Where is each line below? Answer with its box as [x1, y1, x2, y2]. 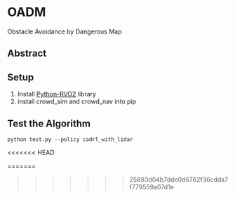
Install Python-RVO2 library [17, 90, 97, 98]
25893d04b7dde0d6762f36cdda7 [129, 175, 229, 184]
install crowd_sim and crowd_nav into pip [17, 97, 137, 105]
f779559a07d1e [129, 182, 174, 191]
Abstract [7, 48, 47, 59]
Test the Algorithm [7, 117, 91, 129]
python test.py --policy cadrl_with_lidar [7, 136, 133, 143]
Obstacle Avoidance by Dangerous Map [7, 27, 122, 36]
